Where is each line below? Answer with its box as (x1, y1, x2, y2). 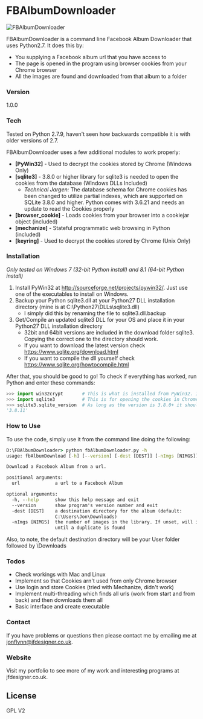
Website (6, 653, 31, 662)
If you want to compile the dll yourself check (24, 354, 135, 362)
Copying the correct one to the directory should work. (24, 335, 158, 342)
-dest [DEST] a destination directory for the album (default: (11, 508, 182, 514)
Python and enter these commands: (6, 379, 95, 386)
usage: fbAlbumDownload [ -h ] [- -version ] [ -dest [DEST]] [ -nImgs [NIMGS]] (6, 453, 199, 459)
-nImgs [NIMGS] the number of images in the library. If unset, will (11, 519, 193, 525)
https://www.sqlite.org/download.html (24, 348, 119, 355)
